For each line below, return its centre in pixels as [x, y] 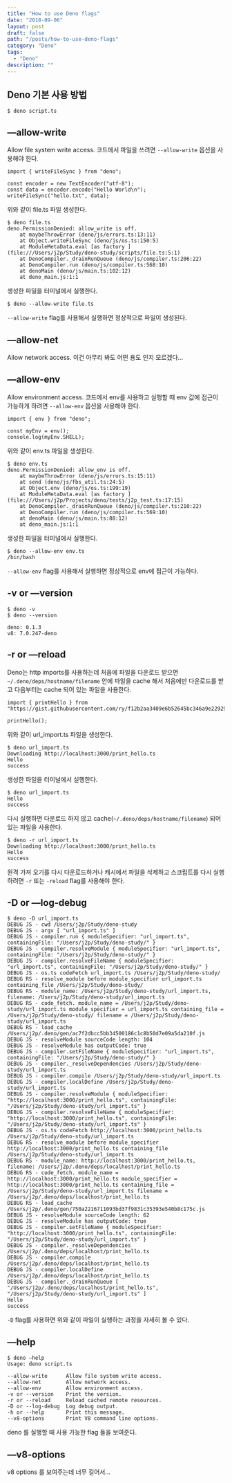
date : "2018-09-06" [35, 20]
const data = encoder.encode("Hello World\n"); [77, 190]
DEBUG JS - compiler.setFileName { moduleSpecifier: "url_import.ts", [111, 1052]
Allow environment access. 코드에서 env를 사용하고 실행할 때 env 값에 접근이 [113, 397]
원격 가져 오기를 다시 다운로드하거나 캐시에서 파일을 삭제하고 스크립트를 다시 [109, 872]
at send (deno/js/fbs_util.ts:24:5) [72, 482]
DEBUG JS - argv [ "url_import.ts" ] [61, 931]
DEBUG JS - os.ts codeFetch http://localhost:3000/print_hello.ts [105, 1131]
